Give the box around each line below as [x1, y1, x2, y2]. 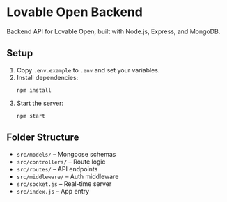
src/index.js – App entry [16, 187, 90, 195]
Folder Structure [6, 132, 79, 143]
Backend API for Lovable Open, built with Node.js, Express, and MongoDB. [6, 27, 221, 36]
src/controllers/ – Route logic [16, 157, 106, 166]
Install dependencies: [16, 73, 79, 81]
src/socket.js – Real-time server [16, 179, 112, 188]
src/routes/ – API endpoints [16, 164, 98, 173]
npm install [16, 86, 52, 94]
